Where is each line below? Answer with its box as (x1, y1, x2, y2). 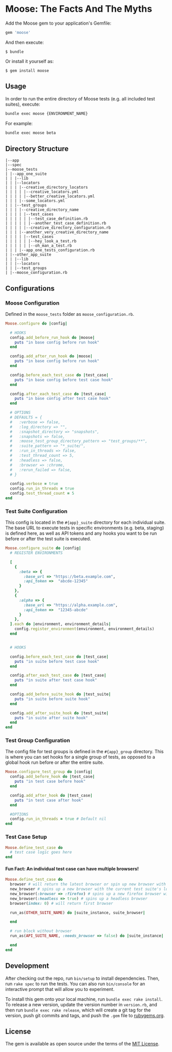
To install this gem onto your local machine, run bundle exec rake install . (5, 996, 163, 1002)
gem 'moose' (5, 30, 31, 35)
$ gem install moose (5, 68, 50, 73)
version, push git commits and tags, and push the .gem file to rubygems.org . (5, 1012, 165, 1018)
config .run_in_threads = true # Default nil (10, 816, 106, 822)
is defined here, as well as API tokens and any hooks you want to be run (5, 530, 157, 536)
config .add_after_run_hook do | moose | (10, 354, 93, 359)
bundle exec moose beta (5, 130, 56, 135)
